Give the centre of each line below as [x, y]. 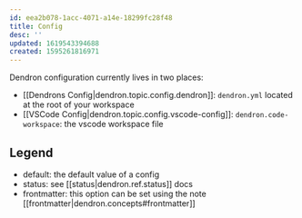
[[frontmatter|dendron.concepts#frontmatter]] [109, 203]
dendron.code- [262, 115]
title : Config [36, 26]
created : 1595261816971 [55, 52]
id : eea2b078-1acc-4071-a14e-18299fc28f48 [91, 18]
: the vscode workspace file [111, 124]
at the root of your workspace [78, 104]
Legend [31, 152]
